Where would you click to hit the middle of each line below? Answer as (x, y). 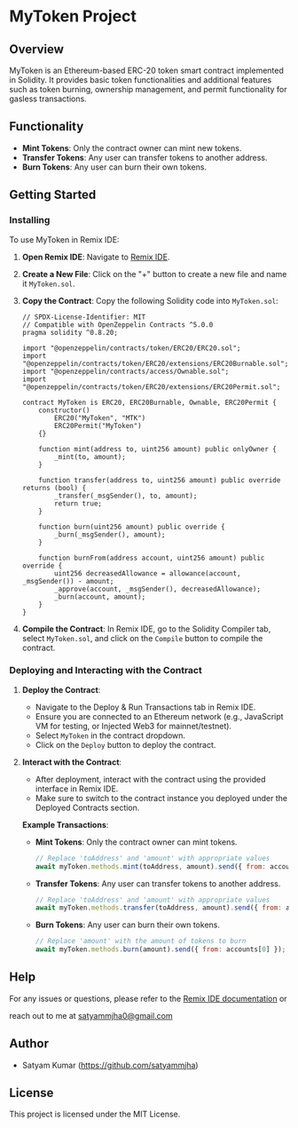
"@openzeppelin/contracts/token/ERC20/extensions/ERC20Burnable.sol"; (155, 363)
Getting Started (53, 195)
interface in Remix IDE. (77, 789)
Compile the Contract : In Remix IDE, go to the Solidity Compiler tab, (146, 629)
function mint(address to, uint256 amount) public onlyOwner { (157, 449)
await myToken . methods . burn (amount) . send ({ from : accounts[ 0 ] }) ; (161, 949)
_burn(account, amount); (100, 597)
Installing (30, 220)
